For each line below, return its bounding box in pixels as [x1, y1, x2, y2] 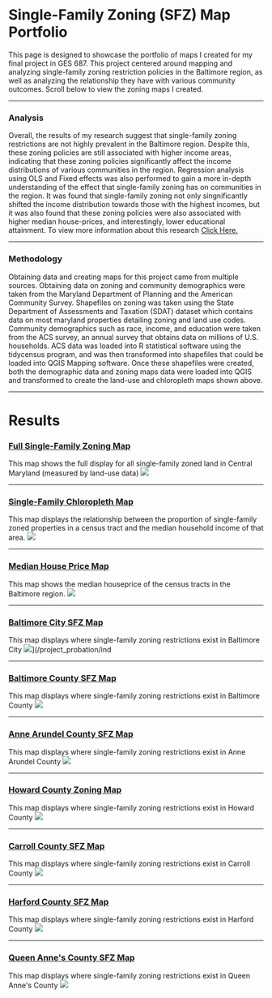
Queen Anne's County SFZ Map [8, 952, 135, 963]
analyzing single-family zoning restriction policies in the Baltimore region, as [8, 67, 263, 76]
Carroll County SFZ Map [8, 840, 105, 851]
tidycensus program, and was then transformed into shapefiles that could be [8, 349, 264, 359]
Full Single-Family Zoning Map [8, 440, 131, 451]
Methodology [8, 253, 63, 265]
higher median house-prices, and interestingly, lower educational [8, 217, 226, 226]
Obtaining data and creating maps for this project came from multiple [8, 272, 239, 282]
